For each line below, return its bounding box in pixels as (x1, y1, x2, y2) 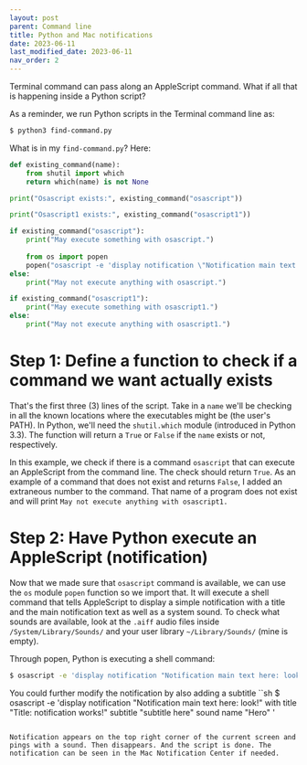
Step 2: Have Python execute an (9, 527, 258, 548)
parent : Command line (9, 22, 92, 31)
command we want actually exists (9, 370, 273, 391)
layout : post (9, 13, 59, 23)
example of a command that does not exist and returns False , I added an (9, 476, 283, 487)
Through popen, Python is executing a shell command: (9, 653, 216, 664)
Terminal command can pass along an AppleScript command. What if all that (9, 81, 298, 91)
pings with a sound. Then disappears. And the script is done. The (9, 740, 272, 749)
